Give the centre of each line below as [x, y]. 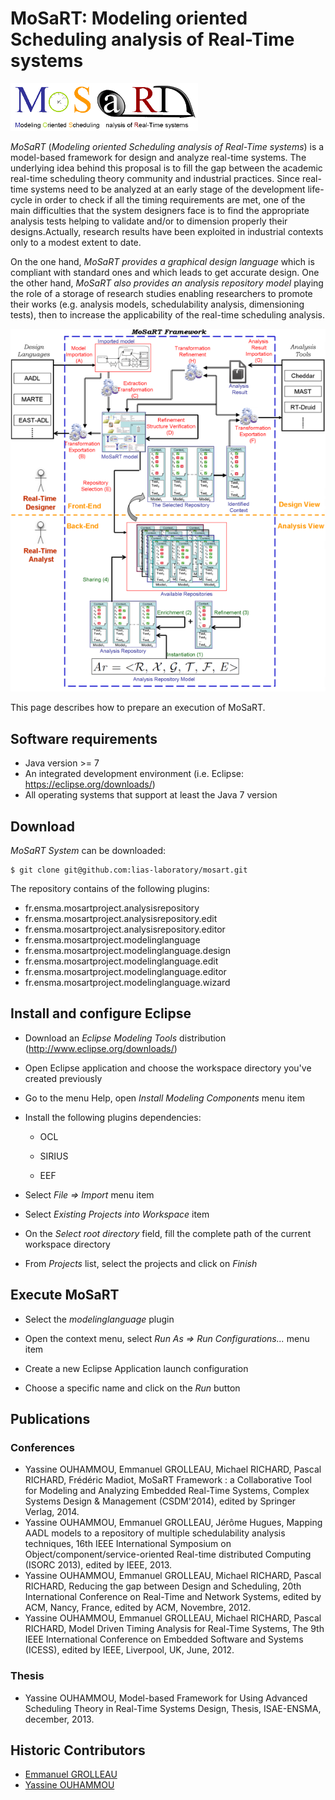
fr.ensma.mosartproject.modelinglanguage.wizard [127, 982]
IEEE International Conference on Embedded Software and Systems [164, 1639]
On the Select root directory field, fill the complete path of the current [168, 1233]
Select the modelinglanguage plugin [99, 1319]
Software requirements [84, 738]
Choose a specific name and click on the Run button [132, 1388]
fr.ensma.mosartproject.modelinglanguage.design [127, 950]
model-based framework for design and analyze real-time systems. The [158, 157]
